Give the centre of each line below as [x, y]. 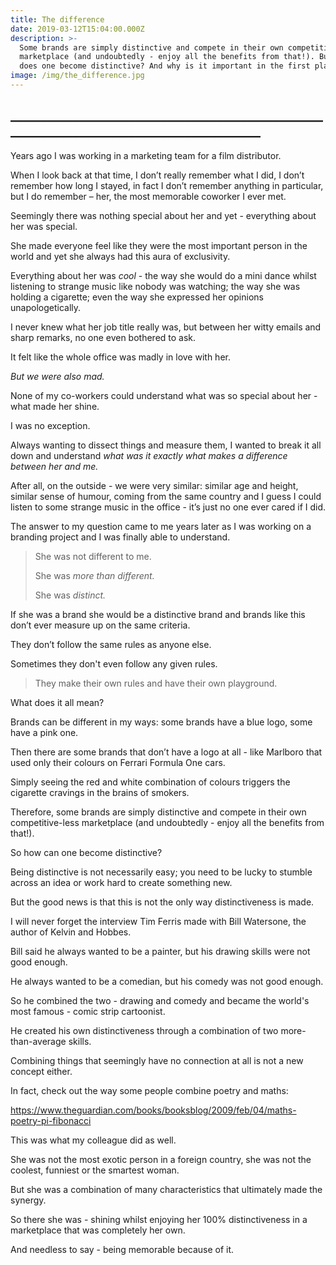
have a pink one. [44, 732]
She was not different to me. [93, 556]
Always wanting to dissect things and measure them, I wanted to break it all [166, 445]
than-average [38, 1041]
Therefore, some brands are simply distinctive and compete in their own [158, 812]
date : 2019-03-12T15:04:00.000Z [77, 29]
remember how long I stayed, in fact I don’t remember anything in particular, [167, 185]
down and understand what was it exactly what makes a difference [149, 455]
